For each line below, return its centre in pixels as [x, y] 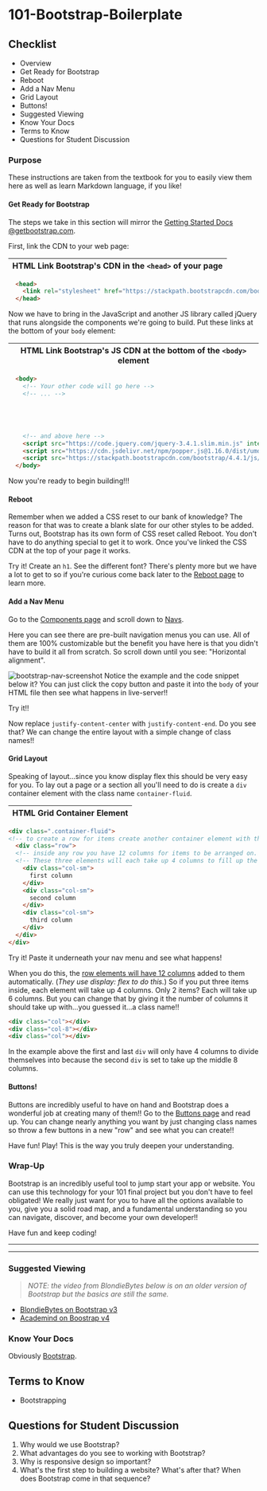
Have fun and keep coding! [52, 1233]
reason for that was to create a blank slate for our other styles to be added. [131, 525]
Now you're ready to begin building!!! [69, 481]
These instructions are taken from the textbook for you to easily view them [130, 178]
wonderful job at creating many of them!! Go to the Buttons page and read [129, 1113]
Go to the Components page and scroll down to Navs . [96, 619]
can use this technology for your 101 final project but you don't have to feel [130, 1192]
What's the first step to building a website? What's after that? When [130, 1470]
